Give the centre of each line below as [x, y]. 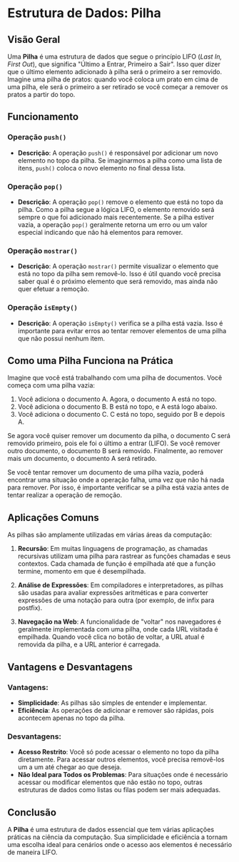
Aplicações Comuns [54, 518]
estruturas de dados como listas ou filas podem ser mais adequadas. [119, 790]
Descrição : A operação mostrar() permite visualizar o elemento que [118, 266]
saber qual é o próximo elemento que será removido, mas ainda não [118, 282]
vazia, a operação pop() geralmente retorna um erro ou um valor [112, 224]
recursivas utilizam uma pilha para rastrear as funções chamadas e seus [124, 556]
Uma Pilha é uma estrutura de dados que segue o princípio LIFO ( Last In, [115, 56]
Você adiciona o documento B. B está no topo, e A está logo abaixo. [117, 407]
